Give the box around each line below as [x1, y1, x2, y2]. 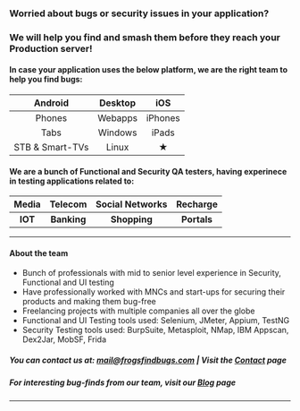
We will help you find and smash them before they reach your [9, 30, 281, 43]
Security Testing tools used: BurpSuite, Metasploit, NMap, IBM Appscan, [21, 325, 289, 336]
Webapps [97, 112, 138, 124]
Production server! [9, 42, 93, 55]
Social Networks [95, 198, 168, 210]
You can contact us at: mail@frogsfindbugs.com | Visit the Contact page [9, 355, 287, 365]
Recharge [175, 198, 219, 210]
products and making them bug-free [21, 296, 156, 307]
